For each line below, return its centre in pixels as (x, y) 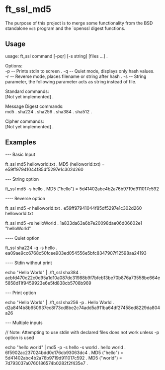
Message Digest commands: (34, 106)
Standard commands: (27, 91)
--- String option (22, 179)
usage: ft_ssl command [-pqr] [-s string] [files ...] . (56, 56)
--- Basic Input (20, 154)
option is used (20, 338)
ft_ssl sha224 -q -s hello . (31, 248)
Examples (21, 143)
